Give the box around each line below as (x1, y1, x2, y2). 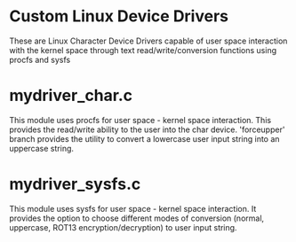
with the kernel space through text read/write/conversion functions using (9, 44, 277, 55)
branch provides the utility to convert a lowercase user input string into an (9, 133, 280, 144)
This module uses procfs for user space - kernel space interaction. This (9, 114, 272, 125)
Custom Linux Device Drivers (9, 6, 229, 27)
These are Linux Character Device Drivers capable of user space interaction (9, 35, 288, 46)
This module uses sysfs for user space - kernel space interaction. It (9, 203, 257, 214)
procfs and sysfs (9, 54, 71, 65)
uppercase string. (9, 143, 74, 153)
